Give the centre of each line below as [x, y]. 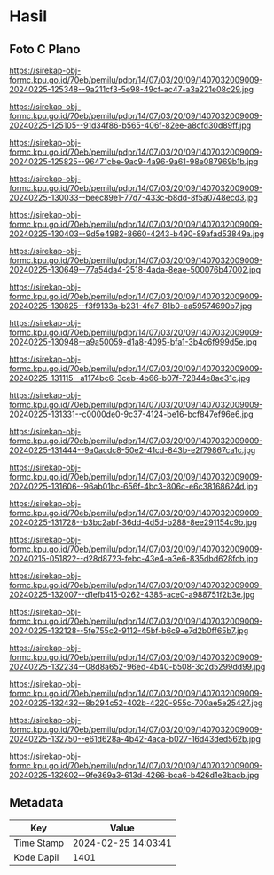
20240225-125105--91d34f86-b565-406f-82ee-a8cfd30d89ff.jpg [130, 125]
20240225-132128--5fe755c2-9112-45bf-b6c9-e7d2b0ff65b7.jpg [129, 631]
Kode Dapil [36, 857]
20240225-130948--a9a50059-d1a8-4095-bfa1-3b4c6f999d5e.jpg [133, 342]
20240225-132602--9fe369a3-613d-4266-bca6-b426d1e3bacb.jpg [134, 775]
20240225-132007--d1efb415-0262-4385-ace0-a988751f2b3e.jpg [132, 594]
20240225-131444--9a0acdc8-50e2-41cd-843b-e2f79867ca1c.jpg [133, 450]
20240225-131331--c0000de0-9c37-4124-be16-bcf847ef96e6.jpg [131, 414]
